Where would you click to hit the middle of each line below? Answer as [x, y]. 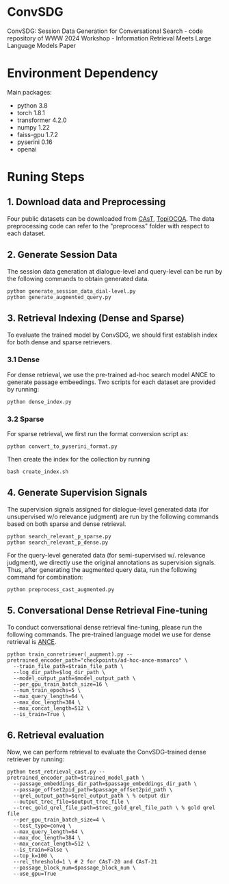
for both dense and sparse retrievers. [59, 342]
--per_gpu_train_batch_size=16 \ [61, 684]
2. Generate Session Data [62, 255]
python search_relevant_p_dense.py [58, 542]
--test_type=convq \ [42, 826]
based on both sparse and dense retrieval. [67, 524]
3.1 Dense [23, 359]
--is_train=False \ [41, 850]
